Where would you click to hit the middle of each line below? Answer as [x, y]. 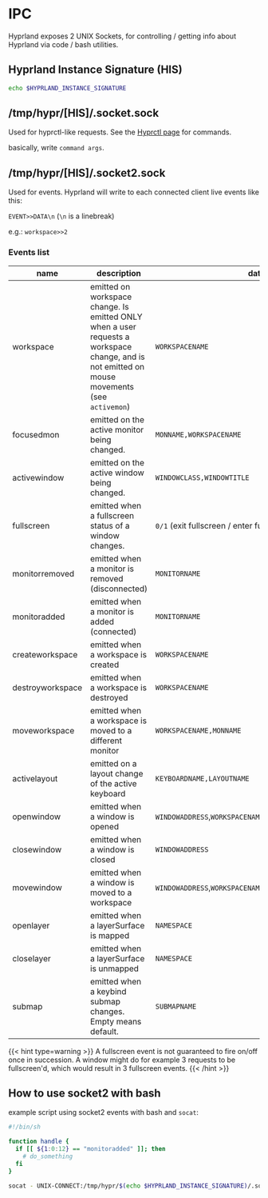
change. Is [110, 306]
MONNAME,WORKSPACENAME [198, 434]
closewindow [37, 849]
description [119, 273]
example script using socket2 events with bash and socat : [104, 1112]
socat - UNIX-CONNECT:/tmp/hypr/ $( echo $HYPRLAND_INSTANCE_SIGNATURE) [128, 1186]
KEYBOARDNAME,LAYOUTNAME [202, 778]
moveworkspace [43, 730]
